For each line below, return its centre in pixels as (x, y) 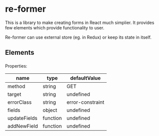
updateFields (23, 118)
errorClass (20, 102)
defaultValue (86, 78)
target (14, 94)
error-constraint (86, 102)
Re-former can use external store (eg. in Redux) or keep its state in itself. (78, 37)
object (50, 110)
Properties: (16, 66)
